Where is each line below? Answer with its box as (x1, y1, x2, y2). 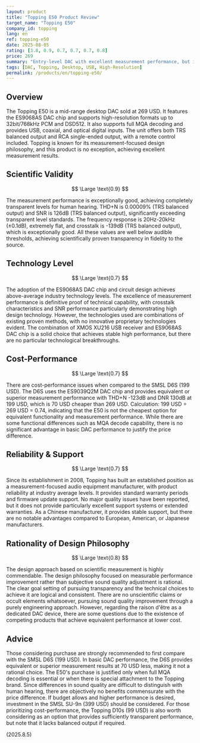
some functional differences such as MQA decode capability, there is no (6, 419, 183, 427)
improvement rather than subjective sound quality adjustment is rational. (6, 578, 184, 585)
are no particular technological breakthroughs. (6, 337, 120, 344)
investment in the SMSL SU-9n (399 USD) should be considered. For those (6, 700, 190, 707)
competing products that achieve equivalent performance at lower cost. (6, 616, 182, 624)
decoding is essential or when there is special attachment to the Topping (6, 675, 185, 682)
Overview (6, 92, 43, 102)
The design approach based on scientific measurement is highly (6, 566, 164, 573)
